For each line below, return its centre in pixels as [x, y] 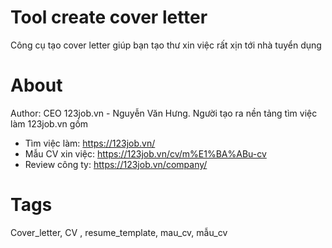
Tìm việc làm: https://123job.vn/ [90, 143]
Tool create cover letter [109, 17]
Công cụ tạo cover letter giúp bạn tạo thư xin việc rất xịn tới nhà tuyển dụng [166, 45]
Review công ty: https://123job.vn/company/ [116, 164]
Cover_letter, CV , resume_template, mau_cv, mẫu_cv [119, 232]
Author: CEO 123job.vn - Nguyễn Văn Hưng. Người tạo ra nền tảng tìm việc [164, 113]
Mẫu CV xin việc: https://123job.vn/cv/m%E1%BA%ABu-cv [145, 153]
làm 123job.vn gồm [49, 123]
